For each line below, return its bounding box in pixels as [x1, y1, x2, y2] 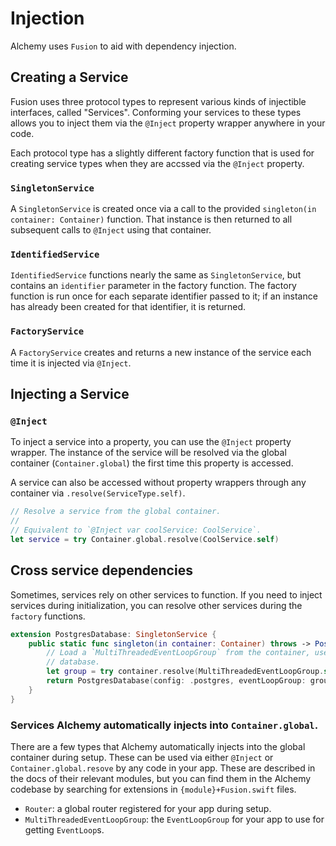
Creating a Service [10, 69, 129, 86]
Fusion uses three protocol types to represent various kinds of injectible [10, 95, 307, 107]
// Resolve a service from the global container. [10, 507, 222, 517]
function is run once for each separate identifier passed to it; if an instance [10, 290, 318, 302]
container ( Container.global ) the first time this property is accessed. [10, 457, 294, 469]
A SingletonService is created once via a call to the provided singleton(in [10, 203, 317, 215]
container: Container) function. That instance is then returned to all [10, 213, 293, 226]
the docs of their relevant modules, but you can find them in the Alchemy [10, 772, 312, 784]
